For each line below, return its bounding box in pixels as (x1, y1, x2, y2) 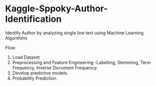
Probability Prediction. (12, 75, 58, 81)
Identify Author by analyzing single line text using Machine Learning (5, 30, 144, 36)
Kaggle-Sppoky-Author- (5, 3, 108, 14)
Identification (5, 13, 62, 25)
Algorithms (5, 35, 28, 41)
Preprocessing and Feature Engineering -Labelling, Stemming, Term (12, 59, 151, 65)
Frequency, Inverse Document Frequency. (12, 65, 98, 71)
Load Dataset (12, 54, 40, 60)
